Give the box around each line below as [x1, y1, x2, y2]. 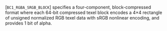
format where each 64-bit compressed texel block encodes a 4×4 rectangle [5, 9, 162, 15]
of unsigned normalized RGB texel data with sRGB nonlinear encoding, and [5, 15, 159, 20]
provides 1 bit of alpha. [5, 20, 52, 26]
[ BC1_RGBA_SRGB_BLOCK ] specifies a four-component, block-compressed [5, 4, 151, 10]
